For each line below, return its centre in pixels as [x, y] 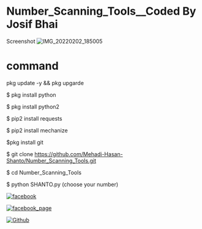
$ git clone [20, 154]
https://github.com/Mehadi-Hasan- [79, 154]
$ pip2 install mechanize [37, 130]
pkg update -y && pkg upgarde [45, 83]
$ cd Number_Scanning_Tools [44, 172]
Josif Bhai [32, 24]
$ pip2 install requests [34, 118]
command [33, 66]
